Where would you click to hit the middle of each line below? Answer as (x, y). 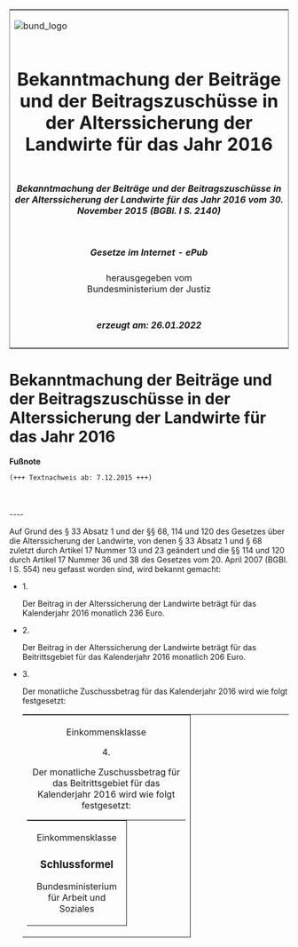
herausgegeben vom (149, 278)
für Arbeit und (77, 898)
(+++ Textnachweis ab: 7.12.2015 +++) (81, 477)
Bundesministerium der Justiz (149, 290)
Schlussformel (76, 864)
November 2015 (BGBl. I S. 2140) (149, 211)
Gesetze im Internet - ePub (149, 252)
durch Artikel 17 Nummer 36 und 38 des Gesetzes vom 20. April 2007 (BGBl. (149, 560)
